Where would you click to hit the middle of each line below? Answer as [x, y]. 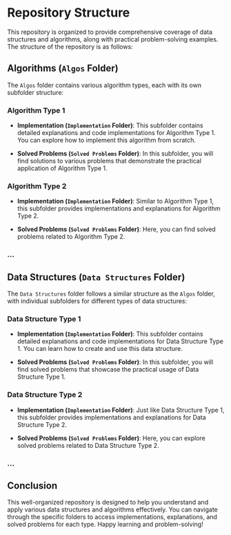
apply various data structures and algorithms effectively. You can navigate [113, 509]
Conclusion [32, 486]
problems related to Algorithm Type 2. [71, 237]
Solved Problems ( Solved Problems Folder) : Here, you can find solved [116, 229]
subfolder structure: [36, 92]
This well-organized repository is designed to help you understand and [108, 502]
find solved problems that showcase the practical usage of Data [108, 370]
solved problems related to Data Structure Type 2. [88, 445]
